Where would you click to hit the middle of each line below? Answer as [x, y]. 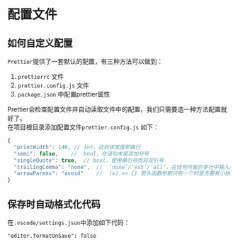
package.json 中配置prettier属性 [64, 94]
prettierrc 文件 [41, 76]
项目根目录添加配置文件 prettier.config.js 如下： [86, 127]
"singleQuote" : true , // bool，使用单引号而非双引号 [89, 160]
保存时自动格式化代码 [54, 204]
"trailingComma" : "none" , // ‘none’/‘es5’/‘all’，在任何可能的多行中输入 [121, 167]
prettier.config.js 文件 [53, 85]
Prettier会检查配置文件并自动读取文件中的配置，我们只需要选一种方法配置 [114, 109]
